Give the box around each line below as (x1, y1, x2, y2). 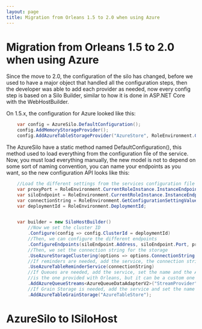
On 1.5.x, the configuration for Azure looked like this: (6, 110, 136, 117)
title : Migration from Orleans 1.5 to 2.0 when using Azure (6, 14, 161, 20)
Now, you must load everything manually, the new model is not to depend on (6, 157, 196, 164)
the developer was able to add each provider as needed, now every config (6, 85, 191, 93)
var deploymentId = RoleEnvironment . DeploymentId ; (17, 203, 147, 209)
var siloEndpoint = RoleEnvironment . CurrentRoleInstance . (17, 192, 165, 198)
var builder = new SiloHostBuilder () (17, 219, 112, 225)
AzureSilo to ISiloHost (6, 312, 118, 325)
